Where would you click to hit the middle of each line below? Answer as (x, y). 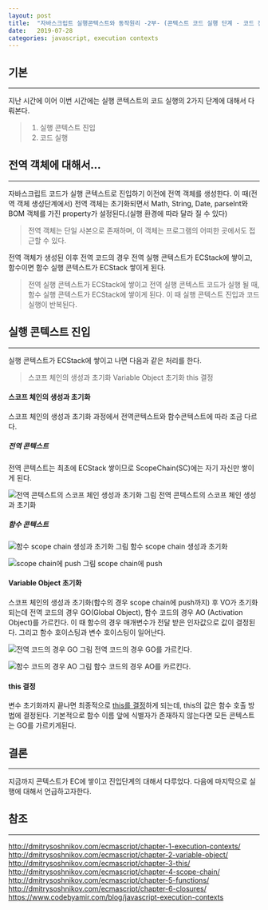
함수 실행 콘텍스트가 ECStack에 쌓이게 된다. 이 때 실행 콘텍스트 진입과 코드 (144, 294)
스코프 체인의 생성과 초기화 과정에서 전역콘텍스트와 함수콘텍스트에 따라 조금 (126, 416)
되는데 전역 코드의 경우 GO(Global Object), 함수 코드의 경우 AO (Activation (126, 613)
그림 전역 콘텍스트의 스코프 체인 (192, 495)
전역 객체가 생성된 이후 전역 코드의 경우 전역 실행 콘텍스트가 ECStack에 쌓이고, (130, 257)
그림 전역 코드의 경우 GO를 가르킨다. (136, 649)
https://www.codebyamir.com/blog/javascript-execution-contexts (116, 897)
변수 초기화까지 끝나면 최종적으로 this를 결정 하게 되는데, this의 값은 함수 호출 (128, 705)
